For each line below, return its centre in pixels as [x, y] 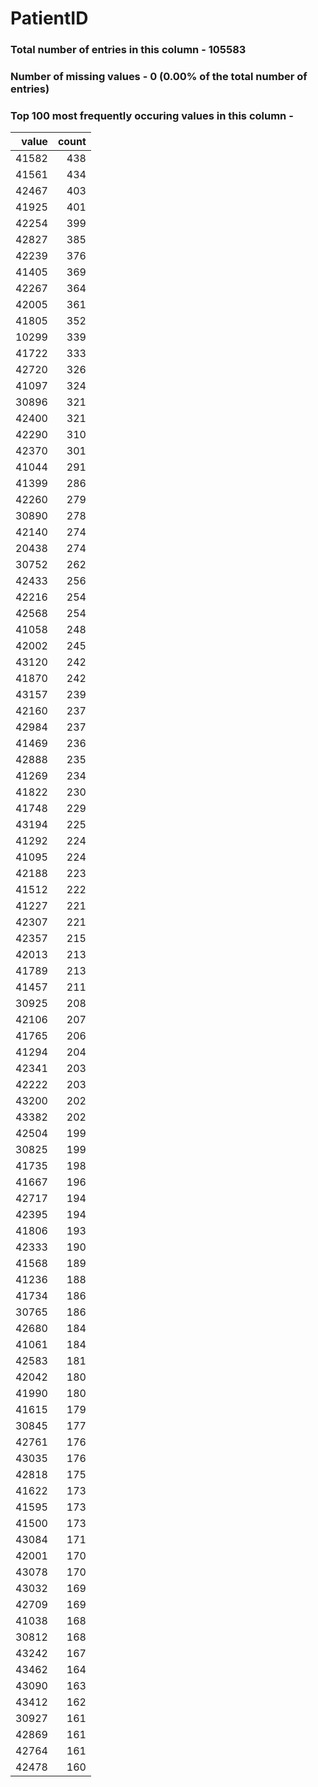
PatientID [49, 18]
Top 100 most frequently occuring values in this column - [152, 115]
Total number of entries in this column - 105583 [128, 50]
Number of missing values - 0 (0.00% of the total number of [159, 77]
